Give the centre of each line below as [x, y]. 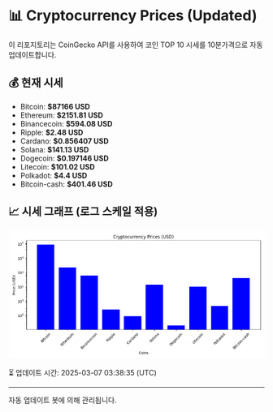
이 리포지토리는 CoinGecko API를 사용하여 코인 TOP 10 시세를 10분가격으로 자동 [136, 45]
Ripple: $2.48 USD [52, 132]
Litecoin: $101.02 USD [57, 166]
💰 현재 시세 [36, 83]
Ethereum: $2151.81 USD [61, 115]
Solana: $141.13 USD [54, 149]
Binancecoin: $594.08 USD [66, 123]
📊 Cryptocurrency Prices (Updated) [133, 16]
